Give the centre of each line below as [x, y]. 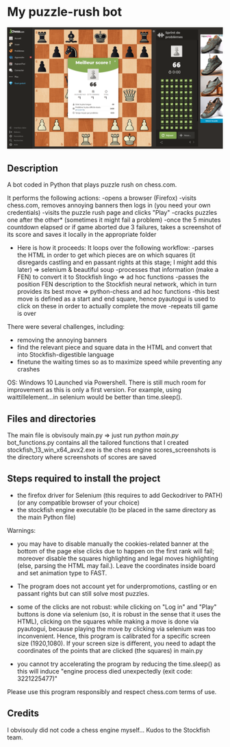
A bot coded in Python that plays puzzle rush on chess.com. [92, 185]
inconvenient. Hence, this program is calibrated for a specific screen [114, 636]
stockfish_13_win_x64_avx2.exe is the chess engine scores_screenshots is [112, 450]
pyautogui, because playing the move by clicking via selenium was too [116, 628]
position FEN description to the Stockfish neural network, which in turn [117, 284]
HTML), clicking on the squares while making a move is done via [108, 621]
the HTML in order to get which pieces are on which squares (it [106, 255]
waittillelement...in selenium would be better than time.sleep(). [95, 397]
